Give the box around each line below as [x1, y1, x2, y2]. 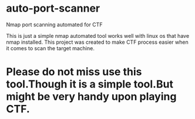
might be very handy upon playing [6, 90, 177, 103]
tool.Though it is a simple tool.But [6, 78, 173, 91]
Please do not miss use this [6, 65, 142, 79]
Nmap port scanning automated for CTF [6, 21, 103, 28]
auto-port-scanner [6, 2, 100, 15]
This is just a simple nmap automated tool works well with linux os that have [6, 32, 190, 39]
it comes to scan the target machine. [6, 44, 95, 51]
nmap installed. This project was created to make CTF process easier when [6, 38, 189, 45]
